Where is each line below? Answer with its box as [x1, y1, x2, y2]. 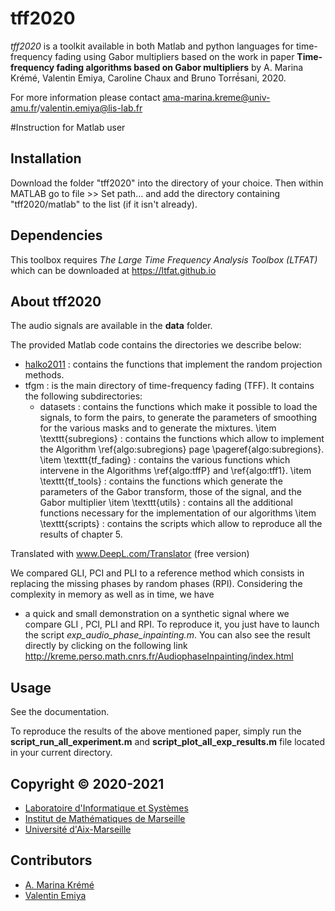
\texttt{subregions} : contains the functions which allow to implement [39, 433, 325, 445]
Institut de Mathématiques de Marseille [24, 813, 186, 824]
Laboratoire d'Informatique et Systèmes [24, 802, 189, 814]
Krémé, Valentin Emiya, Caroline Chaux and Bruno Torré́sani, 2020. [10, 72, 287, 84]
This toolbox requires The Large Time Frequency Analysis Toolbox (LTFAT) [10, 253, 318, 266]
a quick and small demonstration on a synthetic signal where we [24, 608, 290, 620]
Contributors [10, 852, 93, 869]
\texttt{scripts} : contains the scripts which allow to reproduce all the [39, 518, 323, 530]
